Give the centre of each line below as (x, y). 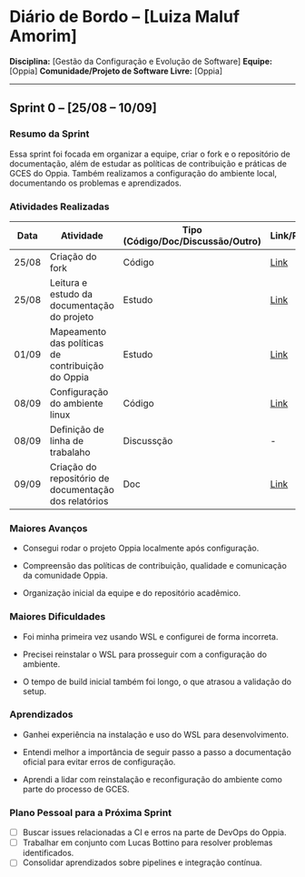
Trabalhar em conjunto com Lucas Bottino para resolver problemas (148, 842)
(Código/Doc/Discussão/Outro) (192, 241)
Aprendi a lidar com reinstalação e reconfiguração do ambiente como (152, 779)
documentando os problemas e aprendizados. (95, 183)
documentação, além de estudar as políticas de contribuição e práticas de (148, 163)
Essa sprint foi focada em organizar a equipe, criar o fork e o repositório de (150, 154)
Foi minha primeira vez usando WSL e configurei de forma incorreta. (150, 636)
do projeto (71, 317)
